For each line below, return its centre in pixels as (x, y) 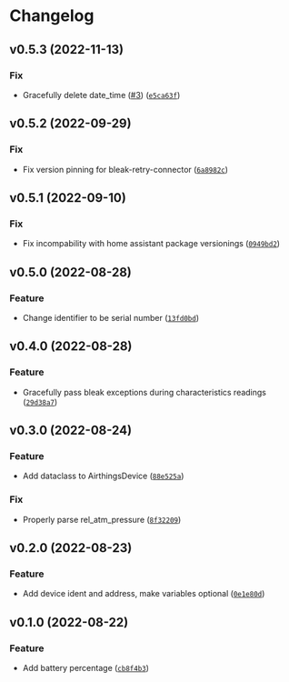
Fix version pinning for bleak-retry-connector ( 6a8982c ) (125, 169)
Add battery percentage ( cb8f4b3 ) (86, 667)
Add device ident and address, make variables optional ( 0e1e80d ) (144, 594)
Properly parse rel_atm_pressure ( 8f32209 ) (102, 519)
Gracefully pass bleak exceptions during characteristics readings (144, 392)
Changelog (52, 16)
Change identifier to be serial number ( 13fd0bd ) (111, 317)
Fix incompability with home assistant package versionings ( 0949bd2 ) (151, 244)
